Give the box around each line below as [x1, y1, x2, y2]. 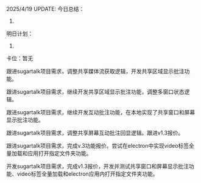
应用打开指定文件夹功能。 [27, 150, 92, 157]
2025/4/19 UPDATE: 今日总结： [6, 5, 85, 12]
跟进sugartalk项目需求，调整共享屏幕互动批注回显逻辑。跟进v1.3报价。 [6, 129, 184, 136]
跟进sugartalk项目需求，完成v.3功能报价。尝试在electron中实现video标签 [6, 142, 189, 149]
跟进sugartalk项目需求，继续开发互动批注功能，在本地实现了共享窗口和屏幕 [6, 109, 196, 116]
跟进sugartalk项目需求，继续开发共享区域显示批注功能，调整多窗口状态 [6, 88, 185, 95]
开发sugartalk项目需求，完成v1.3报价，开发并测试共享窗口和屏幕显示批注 [6, 163, 189, 170]
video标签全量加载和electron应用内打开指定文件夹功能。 [16, 170, 158, 178]
